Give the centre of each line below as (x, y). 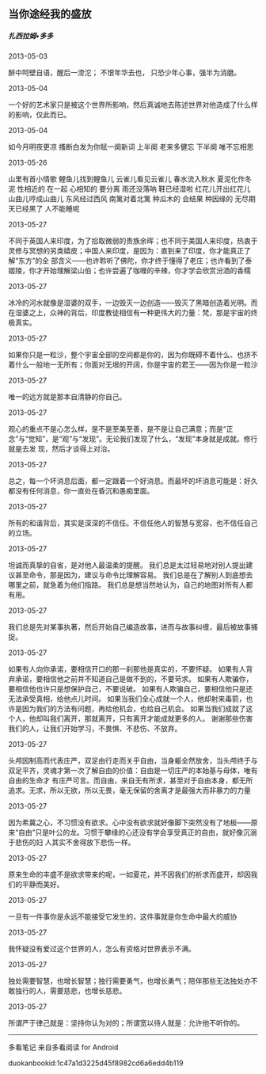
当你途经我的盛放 (50, 14)
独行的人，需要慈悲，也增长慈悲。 (70, 991)
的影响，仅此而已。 (40, 115)
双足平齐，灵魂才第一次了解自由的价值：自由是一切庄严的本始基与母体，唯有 (133, 771)
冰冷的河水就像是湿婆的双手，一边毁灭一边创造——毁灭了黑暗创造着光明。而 (133, 303)
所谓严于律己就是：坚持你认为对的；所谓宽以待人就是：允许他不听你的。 (126, 1023)
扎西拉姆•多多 (31, 36)
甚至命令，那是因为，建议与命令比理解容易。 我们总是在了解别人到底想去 (134, 575)
